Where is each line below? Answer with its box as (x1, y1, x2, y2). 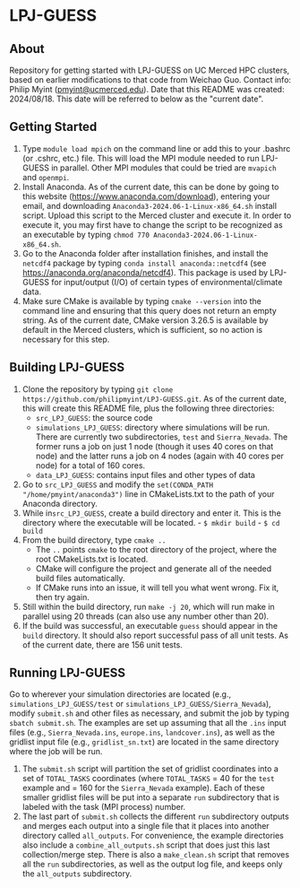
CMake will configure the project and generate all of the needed (35, 562, 272, 574)
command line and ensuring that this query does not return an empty (21, 305, 278, 316)
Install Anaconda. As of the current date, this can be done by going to (21, 181, 279, 192)
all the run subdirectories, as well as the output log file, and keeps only (21, 858, 283, 870)
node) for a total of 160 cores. (35, 459, 146, 471)
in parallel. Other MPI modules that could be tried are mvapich (50, 162, 277, 173)
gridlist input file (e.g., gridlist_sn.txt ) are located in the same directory (9, 736, 279, 747)
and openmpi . (21, 171, 70, 182)
